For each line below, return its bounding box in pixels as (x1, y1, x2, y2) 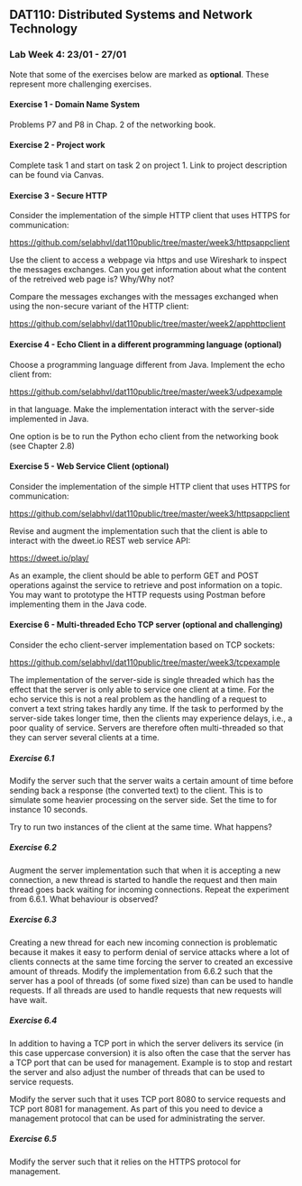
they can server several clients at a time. (9, 731, 160, 742)
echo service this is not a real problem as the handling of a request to (9, 694, 268, 704)
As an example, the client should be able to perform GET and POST (9, 570, 260, 581)
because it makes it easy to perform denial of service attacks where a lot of (9, 946, 290, 957)
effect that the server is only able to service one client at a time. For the (9, 684, 275, 694)
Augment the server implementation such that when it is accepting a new (9, 865, 281, 876)
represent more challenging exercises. (9, 78, 151, 89)
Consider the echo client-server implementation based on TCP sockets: (9, 639, 276, 650)
